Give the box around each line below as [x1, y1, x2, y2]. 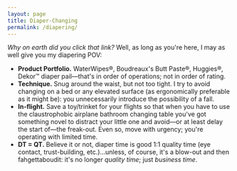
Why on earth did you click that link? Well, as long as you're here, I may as [7, 43, 226, 52]
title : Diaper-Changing [7, 17, 78, 24]
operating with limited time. [17, 133, 98, 141]
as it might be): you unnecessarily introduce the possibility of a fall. [17, 95, 215, 103]
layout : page [7, 10, 46, 18]
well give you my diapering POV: [7, 51, 102, 59]
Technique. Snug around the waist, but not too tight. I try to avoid [17, 80, 211, 88]
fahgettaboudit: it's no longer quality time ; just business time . [17, 155, 198, 164]
